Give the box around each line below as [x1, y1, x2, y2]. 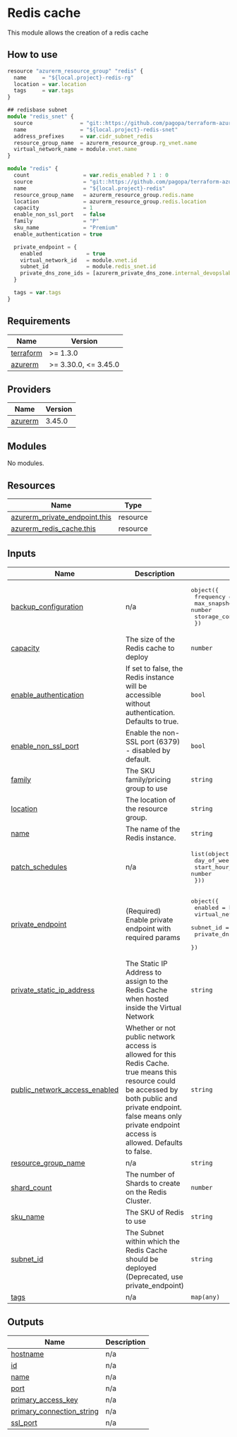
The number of [126, 1170, 175, 1179]
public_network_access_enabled [11, 1085, 119, 1095]
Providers [7, 383, 51, 395]
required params [126, 932, 181, 942]
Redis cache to [126, 643, 175, 653]
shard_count [11, 1182, 52, 1192]
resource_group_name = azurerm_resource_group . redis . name [13, 191, 194, 198]
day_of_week [194, 856, 233, 864]
